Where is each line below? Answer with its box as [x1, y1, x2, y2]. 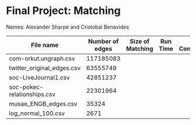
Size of [129, 37, 150, 45]
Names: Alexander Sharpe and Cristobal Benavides [6, 23, 129, 30]
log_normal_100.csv [9, 109, 65, 117]
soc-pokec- [9, 83, 44, 91]
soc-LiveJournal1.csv [9, 73, 70, 81]
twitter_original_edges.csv [9, 64, 80, 72]
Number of [87, 37, 119, 45]
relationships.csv [9, 90, 55, 98]
